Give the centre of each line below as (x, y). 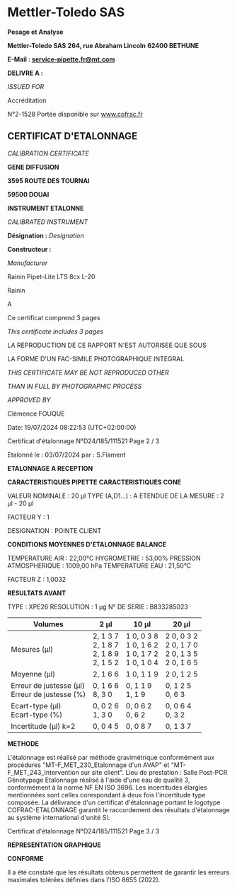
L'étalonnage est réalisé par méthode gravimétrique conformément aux (111, 757)
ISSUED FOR (26, 86)
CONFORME (25, 858)
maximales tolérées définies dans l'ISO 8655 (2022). (84, 879)
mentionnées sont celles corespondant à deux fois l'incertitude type (106, 795)
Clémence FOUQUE (36, 414)
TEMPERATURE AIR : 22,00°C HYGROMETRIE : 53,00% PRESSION (104, 558)
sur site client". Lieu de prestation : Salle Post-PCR (154, 772)
